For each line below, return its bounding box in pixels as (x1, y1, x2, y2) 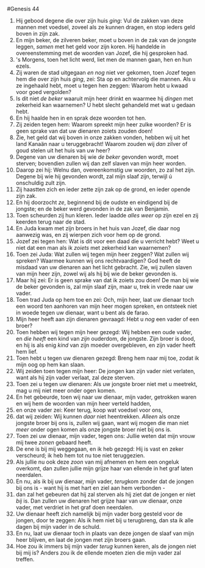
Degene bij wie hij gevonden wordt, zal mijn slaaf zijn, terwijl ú (15, 173, 173, 180)
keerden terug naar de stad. (15, 218, 86, 225)
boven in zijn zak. (15, 30, 60, 37)
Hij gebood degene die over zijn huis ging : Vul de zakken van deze (15, 17, 184, 24)
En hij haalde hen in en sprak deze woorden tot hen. (15, 114, 147, 122)
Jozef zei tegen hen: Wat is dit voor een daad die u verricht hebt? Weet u (15, 238, 200, 245)
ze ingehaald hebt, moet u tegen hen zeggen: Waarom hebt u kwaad (15, 82, 188, 89)
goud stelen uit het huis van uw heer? (15, 147, 110, 154)
